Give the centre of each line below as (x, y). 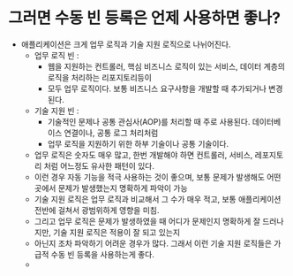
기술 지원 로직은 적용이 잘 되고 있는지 (117, 232)
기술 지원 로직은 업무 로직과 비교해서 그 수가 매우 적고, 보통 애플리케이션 (158, 199)
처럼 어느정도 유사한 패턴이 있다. (99, 165)
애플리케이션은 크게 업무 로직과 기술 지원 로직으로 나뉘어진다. (126, 44)
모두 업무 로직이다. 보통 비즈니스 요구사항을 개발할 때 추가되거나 (157, 88)
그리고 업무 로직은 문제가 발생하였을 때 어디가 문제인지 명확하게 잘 (147, 221)
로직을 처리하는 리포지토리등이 (99, 77)
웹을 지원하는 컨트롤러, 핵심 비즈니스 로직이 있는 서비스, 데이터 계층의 (166, 66)
